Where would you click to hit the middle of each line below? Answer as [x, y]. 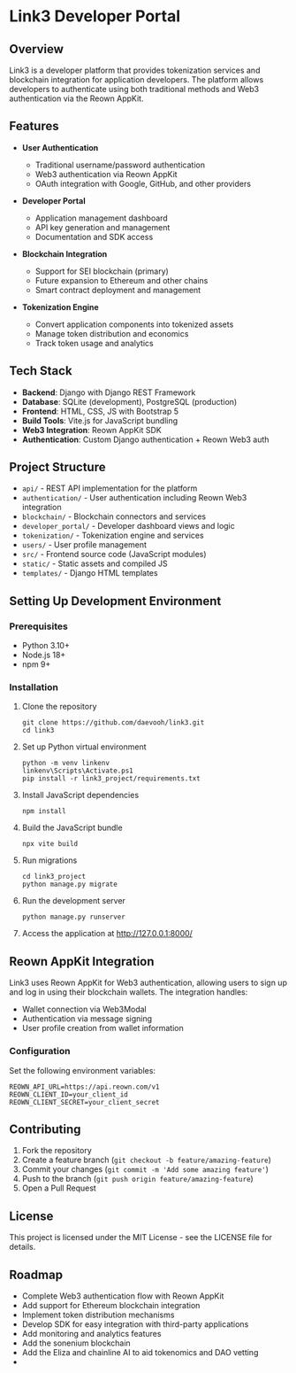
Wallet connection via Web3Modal [84, 1009]
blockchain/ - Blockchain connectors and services [114, 516]
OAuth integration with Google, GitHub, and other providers [143, 183]
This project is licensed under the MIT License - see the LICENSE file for [140, 1237]
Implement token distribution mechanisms [98, 1315]
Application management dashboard [101, 218]
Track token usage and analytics [94, 343]
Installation [34, 687]
